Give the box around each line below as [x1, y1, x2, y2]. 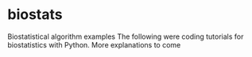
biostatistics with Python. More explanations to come [7, 40, 181, 49]
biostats [7, 6, 63, 24]
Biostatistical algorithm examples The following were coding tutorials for [7, 32, 244, 41]
